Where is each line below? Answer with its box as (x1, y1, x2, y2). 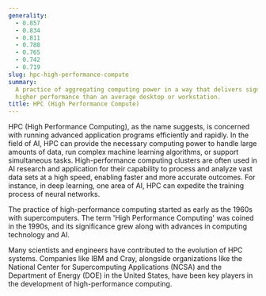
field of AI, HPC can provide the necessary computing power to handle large (8, 139, 257, 148)
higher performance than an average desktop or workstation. (15, 93, 222, 101)
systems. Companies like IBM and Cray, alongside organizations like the (8, 254, 243, 263)
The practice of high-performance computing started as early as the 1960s (8, 205, 253, 214)
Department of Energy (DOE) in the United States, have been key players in (8, 271, 253, 280)
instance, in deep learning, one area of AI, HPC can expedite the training (8, 181, 245, 190)
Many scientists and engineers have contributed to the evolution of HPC (8, 245, 243, 255)
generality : (8, 11, 47, 20)
